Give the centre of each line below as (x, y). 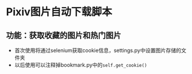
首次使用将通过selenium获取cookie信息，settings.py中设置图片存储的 (98, 50)
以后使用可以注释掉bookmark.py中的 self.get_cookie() (81, 65)
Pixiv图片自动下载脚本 (59, 12)
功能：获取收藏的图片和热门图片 (64, 35)
